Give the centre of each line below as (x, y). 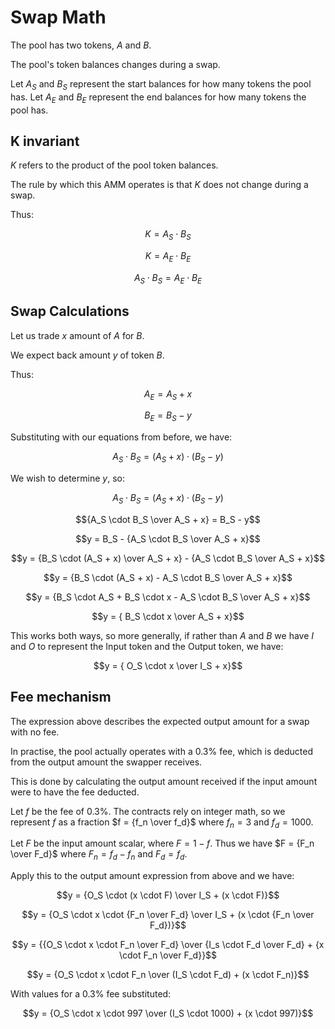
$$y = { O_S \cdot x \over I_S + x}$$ (168, 665)
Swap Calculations (70, 311)
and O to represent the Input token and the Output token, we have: (147, 646)
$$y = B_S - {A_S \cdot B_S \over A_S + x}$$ (168, 538)
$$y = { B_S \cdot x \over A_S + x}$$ (168, 616)
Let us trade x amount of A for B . (77, 335)
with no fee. (35, 732)
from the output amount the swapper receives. (106, 762)
